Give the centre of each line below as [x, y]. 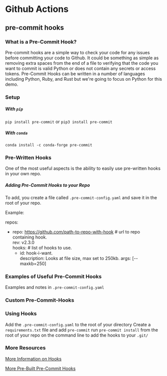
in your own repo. [23, 174]
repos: [12, 222]
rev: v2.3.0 [23, 242]
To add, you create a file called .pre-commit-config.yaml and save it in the [81, 197]
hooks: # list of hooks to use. [42, 248]
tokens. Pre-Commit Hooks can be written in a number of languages [75, 74]
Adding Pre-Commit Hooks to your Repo [48, 185]
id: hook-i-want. [36, 253]
